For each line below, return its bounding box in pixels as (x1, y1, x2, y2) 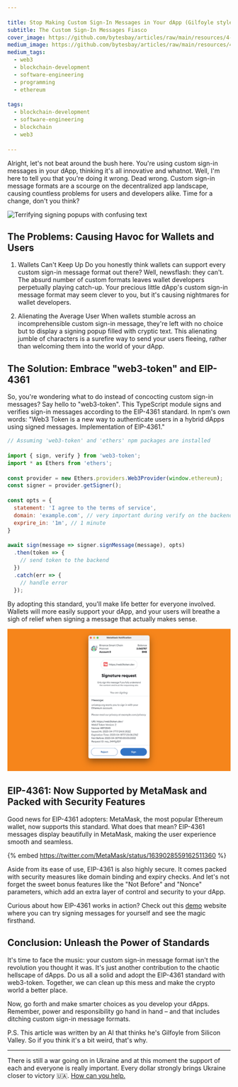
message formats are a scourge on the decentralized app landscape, (7, 181, 209, 190)
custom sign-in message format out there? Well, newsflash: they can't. (17, 268, 225, 276)
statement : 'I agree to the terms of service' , (13, 505, 157, 512)
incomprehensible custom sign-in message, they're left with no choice (17, 320, 223, 328)
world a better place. (7, 986, 68, 994)
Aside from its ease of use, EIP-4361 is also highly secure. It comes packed (7, 864, 227, 873)
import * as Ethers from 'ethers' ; (7, 459, 113, 467)
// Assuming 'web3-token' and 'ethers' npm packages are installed (7, 437, 211, 444)
